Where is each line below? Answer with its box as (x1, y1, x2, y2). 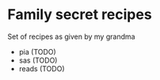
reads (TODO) (18, 63, 65, 73)
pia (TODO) (18, 47, 56, 56)
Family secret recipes (7, 6, 152, 24)
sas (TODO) (18, 55, 58, 65)
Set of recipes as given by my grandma (7, 32, 135, 41)
